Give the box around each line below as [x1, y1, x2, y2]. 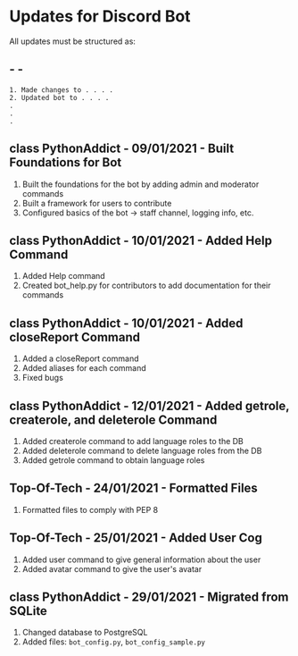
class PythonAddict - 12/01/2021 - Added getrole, [9, 398, 290, 413]
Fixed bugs [21, 373, 64, 383]
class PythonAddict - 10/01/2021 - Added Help [9, 232, 272, 248]
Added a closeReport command [21, 353, 139, 364]
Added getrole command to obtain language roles [21, 455, 205, 466]
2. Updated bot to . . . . [9, 93, 110, 102]
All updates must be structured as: [9, 36, 137, 46]
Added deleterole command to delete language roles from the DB [21, 445, 262, 456]
